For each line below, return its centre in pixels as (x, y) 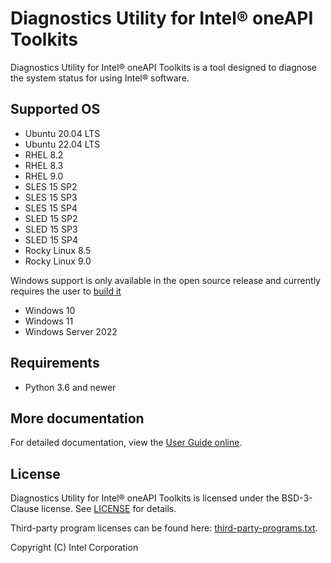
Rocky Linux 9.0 (58, 261)
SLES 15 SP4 (51, 208)
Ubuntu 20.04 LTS (62, 133)
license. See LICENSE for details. (109, 509)
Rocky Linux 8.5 (58, 250)
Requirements (55, 363)
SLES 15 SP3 (51, 197)
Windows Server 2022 (71, 331)
